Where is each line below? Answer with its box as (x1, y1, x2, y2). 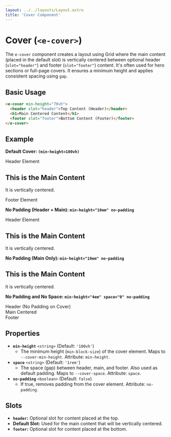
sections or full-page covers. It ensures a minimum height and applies (5, 68, 153, 74)
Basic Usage (5, 88, 46, 96)
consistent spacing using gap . (5, 73, 68, 80)
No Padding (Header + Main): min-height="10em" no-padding (5, 207, 135, 213)
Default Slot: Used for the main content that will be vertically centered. (12, 420, 163, 426)
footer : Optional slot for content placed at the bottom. (12, 426, 127, 432)
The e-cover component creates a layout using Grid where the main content (5, 51, 166, 57)
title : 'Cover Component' (5, 12, 61, 17)
